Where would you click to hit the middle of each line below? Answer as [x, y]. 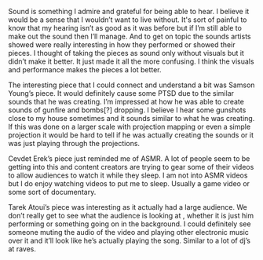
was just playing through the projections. [74, 143]
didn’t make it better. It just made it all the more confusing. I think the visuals [131, 61]
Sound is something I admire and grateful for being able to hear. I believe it [129, 11]
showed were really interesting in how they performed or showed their [122, 45]
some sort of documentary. [52, 192]
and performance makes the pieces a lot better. [85, 70]
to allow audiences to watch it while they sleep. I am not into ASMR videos [128, 175]
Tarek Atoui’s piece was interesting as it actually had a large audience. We [128, 207]
